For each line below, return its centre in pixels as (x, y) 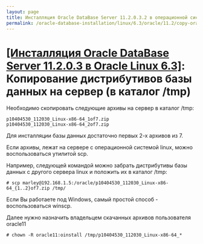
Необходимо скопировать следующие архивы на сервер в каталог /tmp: (100, 108)
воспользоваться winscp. (39, 206)
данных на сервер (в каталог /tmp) (99, 91)
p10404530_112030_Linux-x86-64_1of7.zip (58, 119)
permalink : (20, 23)
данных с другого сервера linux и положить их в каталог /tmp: (87, 172)
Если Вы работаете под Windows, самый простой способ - (82, 199)
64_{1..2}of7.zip (28, 188)
